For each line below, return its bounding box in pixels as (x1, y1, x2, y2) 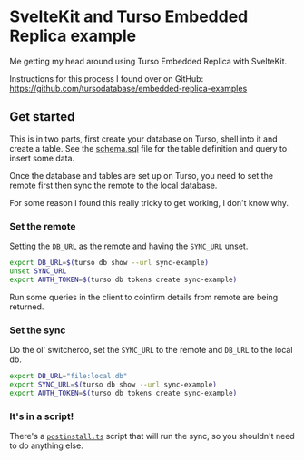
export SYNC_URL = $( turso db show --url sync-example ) (9, 379, 218, 389)
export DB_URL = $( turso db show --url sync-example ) (9, 259, 209, 268)
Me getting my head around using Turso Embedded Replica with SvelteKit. (9, 55, 288, 66)
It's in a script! (9, 410, 74, 423)
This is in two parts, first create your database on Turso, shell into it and (9, 133, 279, 144)
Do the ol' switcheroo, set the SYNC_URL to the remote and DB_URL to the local (9, 344, 293, 355)
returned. (9, 301, 44, 312)
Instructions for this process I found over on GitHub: (9, 73, 204, 83)
